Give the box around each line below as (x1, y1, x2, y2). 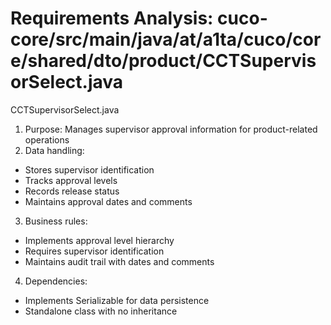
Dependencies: (24, 275, 88, 287)
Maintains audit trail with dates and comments (24, 255, 215, 267)
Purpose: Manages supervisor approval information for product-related (24, 123, 318, 135)
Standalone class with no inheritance (24, 305, 178, 317)
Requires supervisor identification (24, 245, 165, 257)
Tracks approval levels (24, 174, 118, 186)
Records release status (24, 185, 120, 197)
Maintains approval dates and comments (24, 195, 193, 207)
